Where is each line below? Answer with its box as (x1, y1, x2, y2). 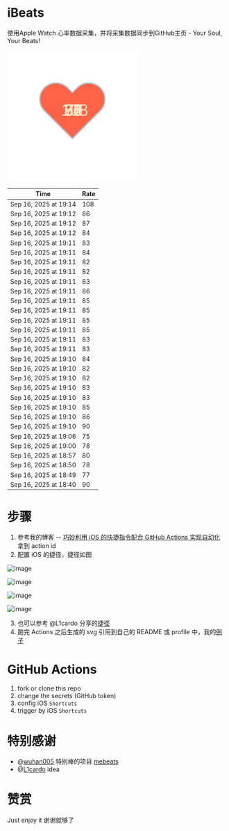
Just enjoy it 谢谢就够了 (7, 816, 74, 825)
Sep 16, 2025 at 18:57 (10, 451, 76, 460)
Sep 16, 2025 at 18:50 (10, 461, 76, 469)
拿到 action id (17, 542, 57, 550)
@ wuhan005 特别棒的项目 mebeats (17, 757, 119, 766)
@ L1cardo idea (17, 765, 60, 773)
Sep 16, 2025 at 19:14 (10, 200, 76, 208)
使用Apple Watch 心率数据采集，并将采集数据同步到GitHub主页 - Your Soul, (7, 29, 223, 37)
